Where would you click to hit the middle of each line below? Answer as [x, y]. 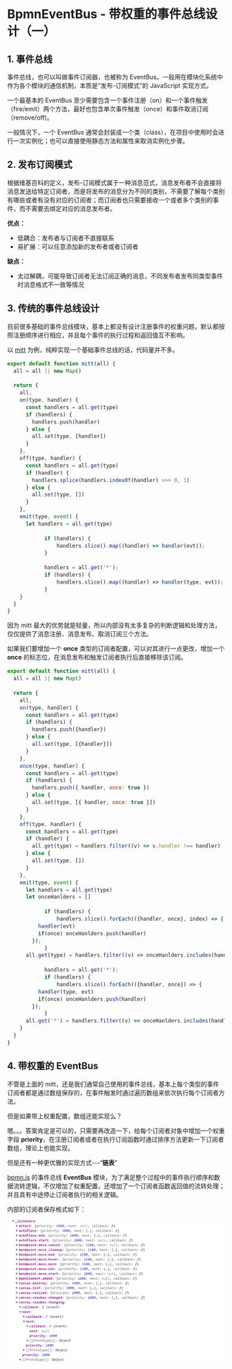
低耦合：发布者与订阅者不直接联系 [66, 238]
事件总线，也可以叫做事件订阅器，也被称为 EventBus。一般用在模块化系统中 [115, 77]
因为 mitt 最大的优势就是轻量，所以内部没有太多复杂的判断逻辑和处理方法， [114, 625]
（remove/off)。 [30, 117]
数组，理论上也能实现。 [40, 1148]
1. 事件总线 [30, 59]
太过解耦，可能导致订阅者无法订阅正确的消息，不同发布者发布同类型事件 [120, 276]
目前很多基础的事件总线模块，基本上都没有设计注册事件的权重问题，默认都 [113, 326]
